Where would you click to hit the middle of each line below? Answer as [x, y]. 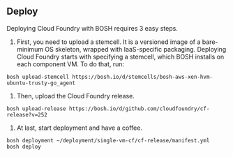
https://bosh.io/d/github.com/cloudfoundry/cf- [139, 109]
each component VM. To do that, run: [70, 64]
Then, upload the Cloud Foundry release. [76, 96]
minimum [30, 49]
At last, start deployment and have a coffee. [79, 128]
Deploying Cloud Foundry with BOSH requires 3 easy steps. [92, 28]
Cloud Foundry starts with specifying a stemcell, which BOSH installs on [120, 57]
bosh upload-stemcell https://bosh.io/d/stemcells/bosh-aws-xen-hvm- [110, 77]
